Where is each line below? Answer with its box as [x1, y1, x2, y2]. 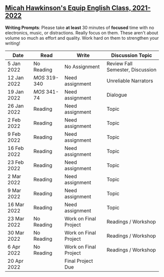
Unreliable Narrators [106, 77, 153, 84]
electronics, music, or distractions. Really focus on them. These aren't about [5, 29, 159, 36]
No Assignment [64, 63, 100, 70]
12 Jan [7, 74, 24, 81]
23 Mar [7, 215, 24, 222]
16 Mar [7, 201, 24, 208]
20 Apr [7, 257, 23, 264]
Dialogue [106, 91, 127, 98]
